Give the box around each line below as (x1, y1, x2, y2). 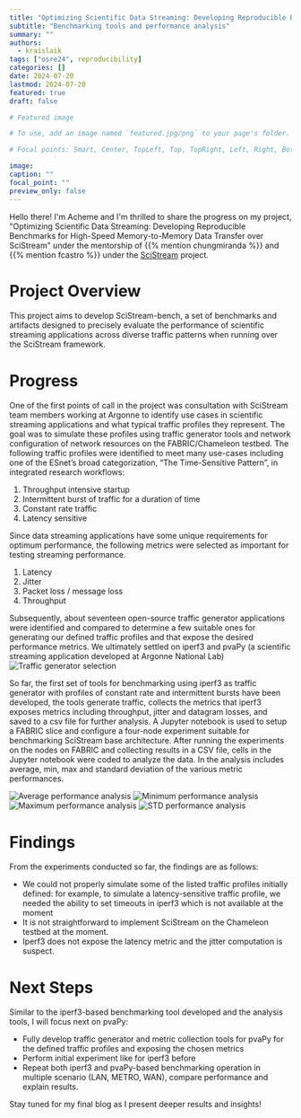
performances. (9, 773, 64, 784)
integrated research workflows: (9, 467, 125, 478)
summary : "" (9, 30, 54, 39)
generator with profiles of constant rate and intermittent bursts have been (9, 688, 281, 699)
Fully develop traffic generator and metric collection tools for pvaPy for (21, 1034, 285, 1044)
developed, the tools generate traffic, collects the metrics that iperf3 (9, 697, 262, 708)
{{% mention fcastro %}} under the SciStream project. (9, 249, 209, 260)
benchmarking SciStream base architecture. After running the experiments (9, 735, 285, 746)
